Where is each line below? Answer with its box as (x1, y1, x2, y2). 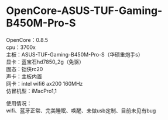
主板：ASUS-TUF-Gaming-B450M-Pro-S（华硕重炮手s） (6, 51, 143, 58)
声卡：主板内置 (6, 73, 42, 80)
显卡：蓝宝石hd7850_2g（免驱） (6, 58, 85, 65)
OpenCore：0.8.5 (6, 36, 49, 43)
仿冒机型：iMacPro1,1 (6, 87, 57, 94)
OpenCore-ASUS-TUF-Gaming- (6, 4, 163, 17)
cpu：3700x (6, 44, 36, 51)
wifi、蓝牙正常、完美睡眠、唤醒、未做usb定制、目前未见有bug (6, 107, 156, 114)
